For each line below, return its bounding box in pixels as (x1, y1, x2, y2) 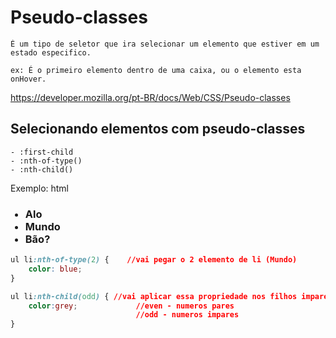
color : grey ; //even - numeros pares (28, 301, 235, 311)
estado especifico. (10, 47, 92, 58)
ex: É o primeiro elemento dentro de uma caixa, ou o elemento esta (10, 65, 302, 75)
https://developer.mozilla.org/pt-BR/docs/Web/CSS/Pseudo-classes (10, 91, 291, 103)
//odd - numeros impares (135, 310, 240, 320)
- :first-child (10, 147, 74, 157)
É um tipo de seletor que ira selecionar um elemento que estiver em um (10, 39, 320, 49)
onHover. (10, 74, 47, 84)
